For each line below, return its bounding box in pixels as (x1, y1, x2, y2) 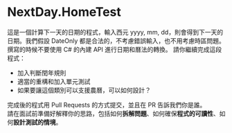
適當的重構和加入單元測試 (17, 77, 91, 85)
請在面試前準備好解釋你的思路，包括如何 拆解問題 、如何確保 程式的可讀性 (7, 109, 213, 118)
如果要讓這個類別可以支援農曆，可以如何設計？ (17, 86, 151, 94)
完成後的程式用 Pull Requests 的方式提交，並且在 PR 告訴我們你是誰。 (7, 100, 206, 109)
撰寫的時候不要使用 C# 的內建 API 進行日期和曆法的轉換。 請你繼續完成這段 (7, 45, 222, 53)
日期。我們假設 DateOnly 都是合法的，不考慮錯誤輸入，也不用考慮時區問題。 (7, 36, 225, 45)
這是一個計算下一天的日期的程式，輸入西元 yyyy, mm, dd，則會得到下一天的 (7, 28, 224, 36)
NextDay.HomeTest (7, 4, 121, 20)
